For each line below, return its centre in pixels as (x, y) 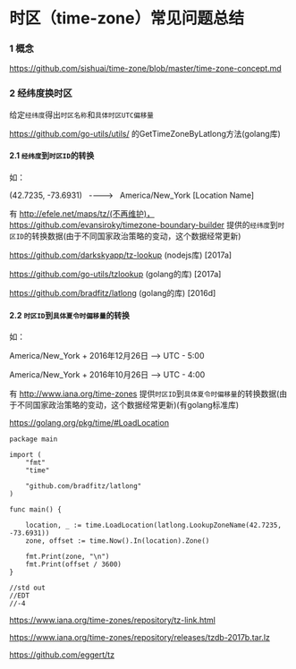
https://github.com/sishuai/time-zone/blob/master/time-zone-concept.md (145, 69)
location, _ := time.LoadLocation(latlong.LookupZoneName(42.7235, (153, 525)
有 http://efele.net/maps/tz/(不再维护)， (82, 213)
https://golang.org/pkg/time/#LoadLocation (89, 423)
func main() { (36, 510)
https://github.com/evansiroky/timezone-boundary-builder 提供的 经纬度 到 (144, 224)
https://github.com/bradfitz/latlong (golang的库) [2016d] (113, 292)
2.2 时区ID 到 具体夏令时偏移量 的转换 (69, 315)
